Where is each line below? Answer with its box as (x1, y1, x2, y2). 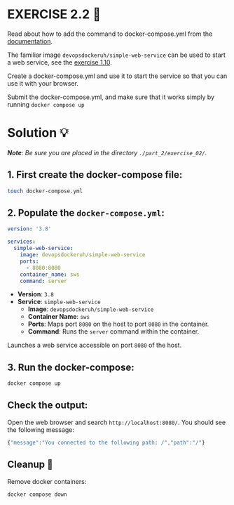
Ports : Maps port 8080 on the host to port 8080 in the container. (27, 320, 209, 329)
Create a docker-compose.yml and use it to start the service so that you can (7, 72, 228, 80)
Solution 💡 (7, 125, 69, 141)
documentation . (7, 37, 53, 45)
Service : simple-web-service (17, 298, 101, 306)
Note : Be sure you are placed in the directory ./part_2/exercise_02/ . (7, 148, 207, 157)
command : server (20, 277, 68, 284)
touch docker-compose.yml (7, 188, 83, 195)
